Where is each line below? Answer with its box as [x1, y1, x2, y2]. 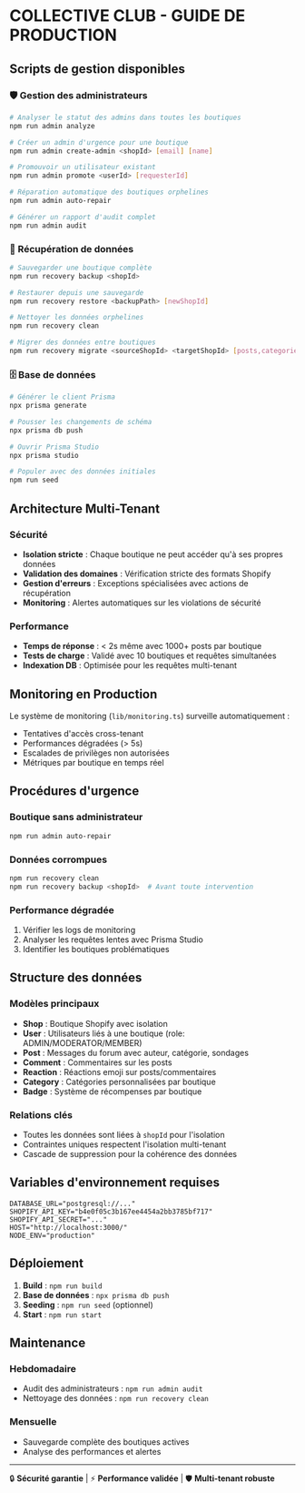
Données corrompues [9, 853, 107, 866]
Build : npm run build [22, 1280, 103, 1291]
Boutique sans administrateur [9, 811, 143, 824]
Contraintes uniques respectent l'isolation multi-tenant [22, 1139, 227, 1150]
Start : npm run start [22, 1308, 103, 1320]
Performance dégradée [9, 903, 115, 916]
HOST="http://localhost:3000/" [9, 1223, 128, 1232]
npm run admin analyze [9, 121, 95, 130]
